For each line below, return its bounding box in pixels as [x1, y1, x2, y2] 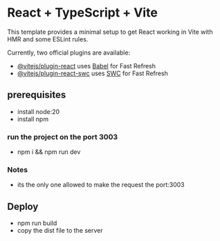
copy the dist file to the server [17, 226, 103, 235]
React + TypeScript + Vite [7, 5, 158, 21]
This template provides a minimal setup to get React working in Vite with [7, 28, 213, 36]
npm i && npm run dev [17, 148, 81, 156]
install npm [17, 115, 49, 123]
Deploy [7, 200, 39, 212]
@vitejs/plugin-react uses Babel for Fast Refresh [17, 61, 156, 70]
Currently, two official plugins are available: [7, 48, 131, 57]
